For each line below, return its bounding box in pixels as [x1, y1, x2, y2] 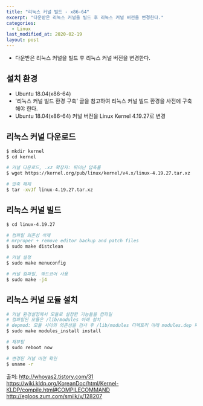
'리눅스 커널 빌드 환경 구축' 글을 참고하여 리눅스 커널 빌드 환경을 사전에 [14, 97, 181, 105]
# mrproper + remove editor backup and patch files [6, 238, 139, 244]
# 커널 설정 [6, 254, 31, 260]
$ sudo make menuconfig [6, 260, 66, 266]
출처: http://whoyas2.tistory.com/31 [6, 373, 94, 380]
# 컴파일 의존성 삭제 [6, 232, 51, 239]
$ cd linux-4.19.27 [6, 221, 56, 227]
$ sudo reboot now [6, 344, 53, 350]
